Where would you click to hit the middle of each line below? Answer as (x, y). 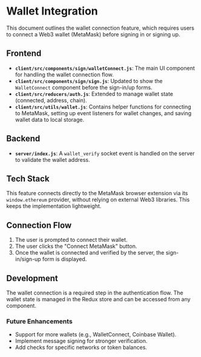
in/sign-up (28, 259)
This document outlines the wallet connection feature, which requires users (100, 28)
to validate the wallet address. (52, 159)
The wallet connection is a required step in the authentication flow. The (95, 293)
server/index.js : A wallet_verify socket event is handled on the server (105, 153)
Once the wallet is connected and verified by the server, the (90, 253)
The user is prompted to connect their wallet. (71, 240)
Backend (23, 138)
